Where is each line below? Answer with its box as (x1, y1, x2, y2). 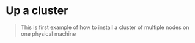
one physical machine (20, 30, 76, 37)
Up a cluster (6, 4, 68, 18)
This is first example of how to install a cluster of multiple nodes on (20, 24, 190, 31)
